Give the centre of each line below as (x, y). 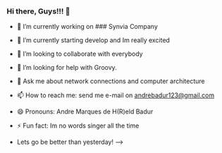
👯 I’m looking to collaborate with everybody (80, 54)
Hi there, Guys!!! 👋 (38, 11)
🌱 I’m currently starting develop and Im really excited (93, 40)
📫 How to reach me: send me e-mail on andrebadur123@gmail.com (116, 95)
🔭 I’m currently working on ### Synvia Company (87, 27)
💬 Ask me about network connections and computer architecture (111, 81)
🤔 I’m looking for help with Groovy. (67, 68)
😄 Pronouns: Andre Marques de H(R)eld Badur (85, 111)
